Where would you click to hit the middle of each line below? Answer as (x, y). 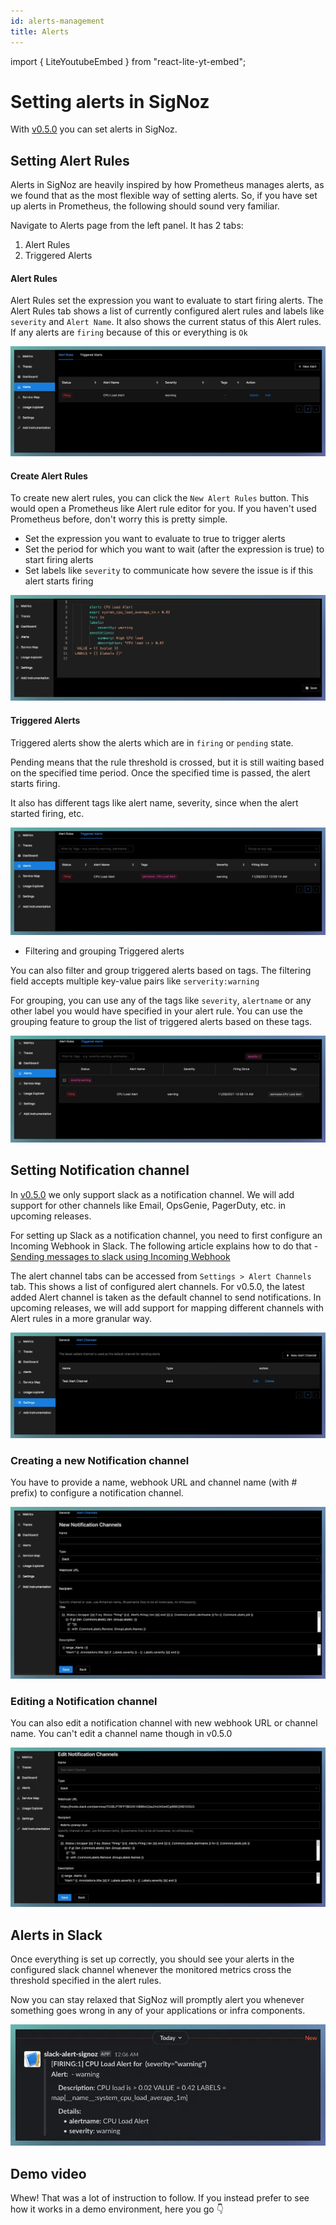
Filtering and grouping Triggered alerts (104, 951)
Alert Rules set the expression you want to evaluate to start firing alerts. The (167, 301)
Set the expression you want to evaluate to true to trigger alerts (155, 539)
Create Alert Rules (49, 476)
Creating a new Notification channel (100, 1460)
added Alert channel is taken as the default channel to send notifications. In (166, 1297)
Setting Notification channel (100, 1170)
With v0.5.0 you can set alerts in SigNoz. (94, 129)
